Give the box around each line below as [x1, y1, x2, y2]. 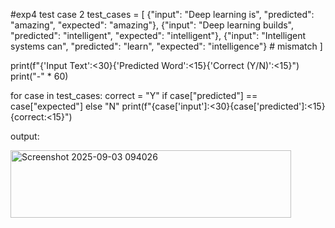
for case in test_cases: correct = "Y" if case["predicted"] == [10, 90, 258, 101]
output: [10, 130, 40, 142]
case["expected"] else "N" [10, 100, 120, 112]
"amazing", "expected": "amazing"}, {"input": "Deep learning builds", [10, 19, 295, 31]
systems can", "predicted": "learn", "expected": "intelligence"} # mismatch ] [10, 40, 323, 52]
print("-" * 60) [10, 70, 69, 82]
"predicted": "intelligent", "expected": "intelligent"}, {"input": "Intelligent [10, 30, 307, 41]
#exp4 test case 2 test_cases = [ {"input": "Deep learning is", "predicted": [10, 9, 315, 20]
